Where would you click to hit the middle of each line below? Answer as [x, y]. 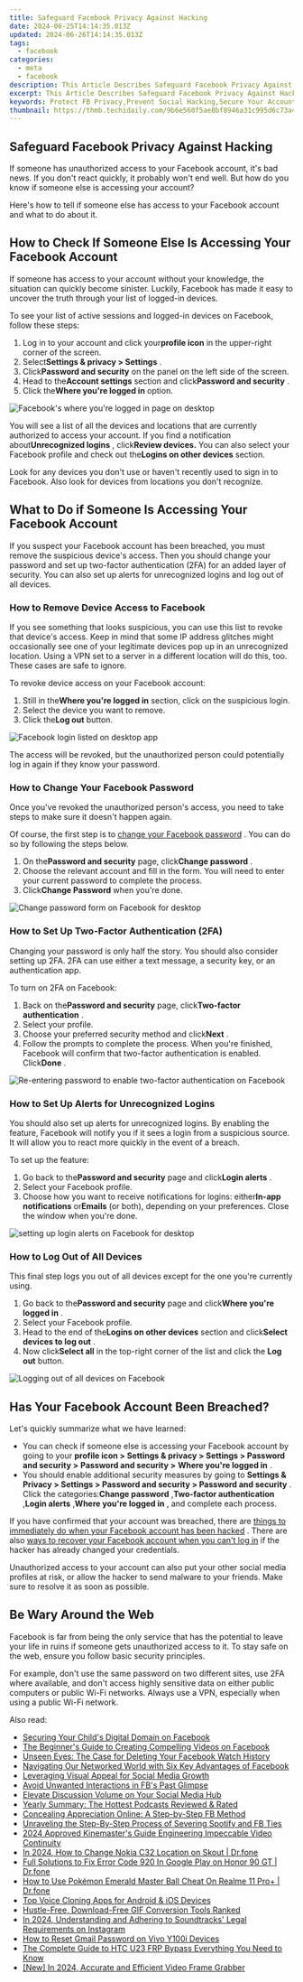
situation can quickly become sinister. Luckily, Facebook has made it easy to [151, 288]
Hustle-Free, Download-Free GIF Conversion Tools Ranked [131, 1910]
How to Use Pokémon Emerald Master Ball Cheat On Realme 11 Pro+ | [151, 1881]
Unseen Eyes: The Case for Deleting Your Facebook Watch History [146, 1756]
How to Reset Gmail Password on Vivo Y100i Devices [121, 1939]
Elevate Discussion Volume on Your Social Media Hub [122, 1794]
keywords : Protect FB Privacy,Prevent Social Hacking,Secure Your [137, 102]
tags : [19, 43]
